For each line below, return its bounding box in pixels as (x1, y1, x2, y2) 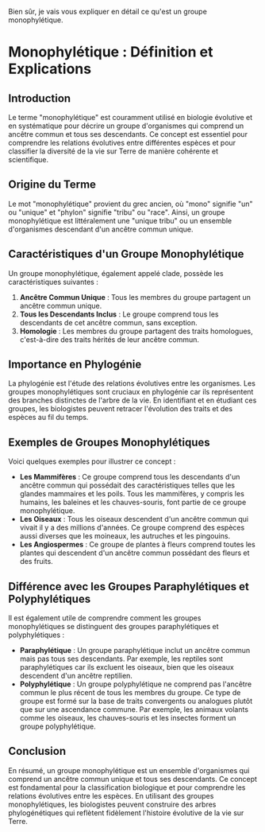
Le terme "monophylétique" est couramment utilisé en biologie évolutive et (8, 113, 253, 122)
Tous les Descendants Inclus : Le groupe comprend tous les (19, 309, 219, 319)
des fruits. (19, 557, 53, 566)
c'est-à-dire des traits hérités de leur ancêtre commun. (19, 334, 200, 344)
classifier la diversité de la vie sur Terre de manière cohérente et (8, 146, 219, 156)
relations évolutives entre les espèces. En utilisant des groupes (8, 791, 214, 800)
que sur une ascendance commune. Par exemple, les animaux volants (19, 705, 248, 714)
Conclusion (8, 745, 67, 758)
